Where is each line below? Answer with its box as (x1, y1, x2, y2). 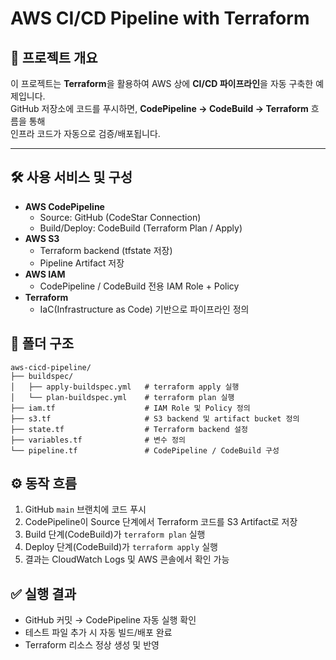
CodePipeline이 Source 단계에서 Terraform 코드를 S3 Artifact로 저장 (24, 516, 298, 528)
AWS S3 (24, 232, 60, 244)
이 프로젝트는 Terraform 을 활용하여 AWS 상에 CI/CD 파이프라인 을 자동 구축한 (10, 78, 314, 89)
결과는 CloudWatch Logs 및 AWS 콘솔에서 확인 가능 (24, 553, 230, 566)
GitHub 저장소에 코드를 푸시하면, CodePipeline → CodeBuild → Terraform (10, 103, 309, 114)
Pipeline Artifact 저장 (39, 257, 125, 269)
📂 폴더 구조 (10, 335, 75, 352)
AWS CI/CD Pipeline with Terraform (10, 7, 310, 30)
